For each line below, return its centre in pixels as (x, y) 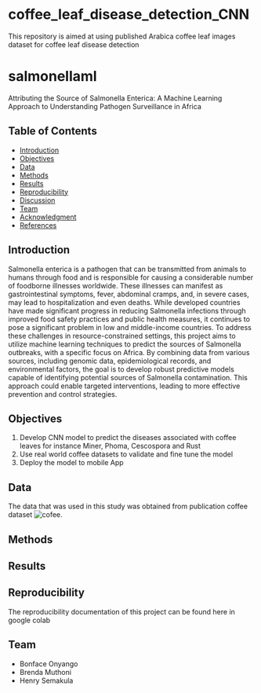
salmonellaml (53, 77)
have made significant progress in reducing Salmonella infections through (127, 310)
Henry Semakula (46, 680)
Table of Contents (53, 131)
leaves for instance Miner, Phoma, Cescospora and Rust (110, 446)
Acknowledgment (48, 217)
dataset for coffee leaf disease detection (74, 44)
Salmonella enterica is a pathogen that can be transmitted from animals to (127, 269)
